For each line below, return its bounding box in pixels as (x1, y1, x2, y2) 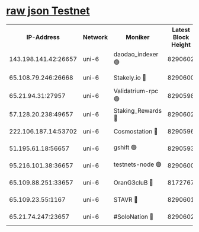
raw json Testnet (6, 4, 90, 18)
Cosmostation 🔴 (113, 127, 158, 135)
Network (82, 33, 108, 41)
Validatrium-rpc (113, 87, 159, 95)
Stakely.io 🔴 (113, 73, 147, 81)
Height (171, 40, 191, 49)
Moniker (126, 33, 150, 41)
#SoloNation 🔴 (113, 212, 154, 221)
